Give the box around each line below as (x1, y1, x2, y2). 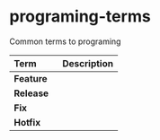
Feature (13, 72, 48, 84)
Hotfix (13, 116, 41, 128)
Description (62, 57, 114, 69)
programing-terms (9, 6, 151, 27)
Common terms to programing (9, 36, 121, 47)
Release (13, 87, 49, 100)
